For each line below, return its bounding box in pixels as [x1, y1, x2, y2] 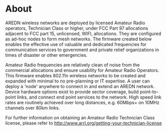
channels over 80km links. [5, 105, 60, 111]
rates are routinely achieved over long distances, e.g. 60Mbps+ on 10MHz [5, 99, 160, 105]
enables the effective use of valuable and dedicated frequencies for [5, 41, 147, 47]
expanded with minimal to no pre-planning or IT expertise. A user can [5, 78, 150, 84]
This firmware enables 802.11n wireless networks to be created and [5, 72, 146, 78]
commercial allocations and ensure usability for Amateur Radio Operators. [5, 67, 159, 73]
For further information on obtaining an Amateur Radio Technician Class [5, 114, 155, 120]
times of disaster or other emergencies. [5, 52, 88, 58]
